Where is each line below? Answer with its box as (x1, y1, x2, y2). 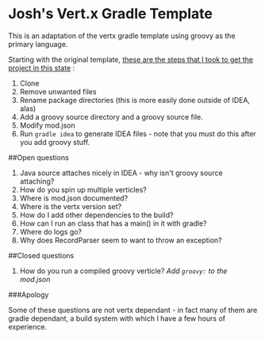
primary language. (8, 39, 68, 48)
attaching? (19, 176, 55, 186)
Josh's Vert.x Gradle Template (8, 5, 213, 23)
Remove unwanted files (19, 86, 97, 96)
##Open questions (8, 152, 69, 162)
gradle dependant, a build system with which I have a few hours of (8, 314, 226, 323)
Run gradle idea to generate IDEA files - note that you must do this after (19, 128, 256, 139)
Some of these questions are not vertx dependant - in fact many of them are (8, 305, 258, 314)
